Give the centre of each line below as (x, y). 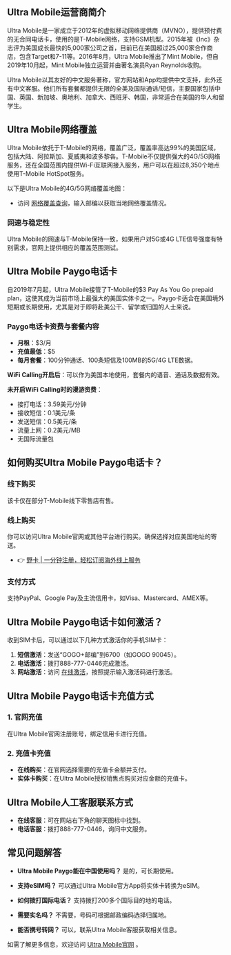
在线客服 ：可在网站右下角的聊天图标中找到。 (81, 820)
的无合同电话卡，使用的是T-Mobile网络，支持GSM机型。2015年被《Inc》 (110, 39)
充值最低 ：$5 (36, 352)
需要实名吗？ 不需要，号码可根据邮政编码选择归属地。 (93, 915)
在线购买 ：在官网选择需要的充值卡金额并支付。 (83, 770)
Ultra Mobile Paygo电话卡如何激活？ (85, 622)
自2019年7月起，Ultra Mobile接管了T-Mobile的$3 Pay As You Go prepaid (110, 289)
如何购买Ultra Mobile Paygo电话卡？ (85, 463)
